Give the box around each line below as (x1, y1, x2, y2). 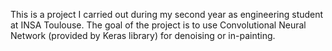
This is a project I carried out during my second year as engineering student (10, 9, 324, 20)
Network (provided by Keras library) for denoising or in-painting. (10, 30, 276, 41)
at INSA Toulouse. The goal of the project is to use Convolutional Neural (10, 19, 307, 31)
